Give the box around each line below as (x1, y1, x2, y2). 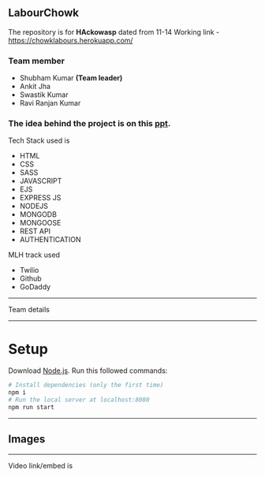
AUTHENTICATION (19, 235, 81, 244)
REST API (19, 226, 51, 236)
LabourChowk (8, 6, 80, 20)
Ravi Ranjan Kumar (19, 99, 81, 108)
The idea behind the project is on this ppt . (8, 118, 171, 129)
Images (8, 433, 46, 446)
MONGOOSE (19, 218, 62, 228)
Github (19, 274, 42, 283)
